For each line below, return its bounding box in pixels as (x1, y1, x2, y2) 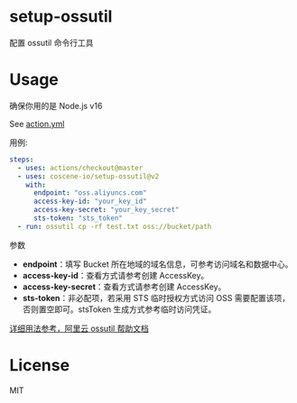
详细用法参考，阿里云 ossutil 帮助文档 (9, 323, 149, 334)
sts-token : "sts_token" (32, 214, 124, 223)
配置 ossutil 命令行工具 (9, 37, 94, 48)
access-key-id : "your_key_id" (32, 197, 147, 206)
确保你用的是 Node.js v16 (9, 100, 103, 111)
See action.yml (9, 118, 65, 129)
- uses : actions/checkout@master (17, 163, 144, 172)
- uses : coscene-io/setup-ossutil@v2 (17, 171, 160, 181)
